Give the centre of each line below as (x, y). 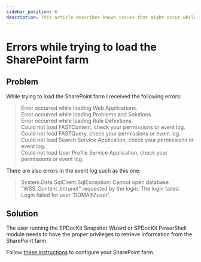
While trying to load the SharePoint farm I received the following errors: (94, 96)
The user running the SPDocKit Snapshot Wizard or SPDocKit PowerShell (96, 228)
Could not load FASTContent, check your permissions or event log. (103, 127)
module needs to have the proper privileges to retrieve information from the (99, 234)
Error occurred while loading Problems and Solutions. (87, 114)
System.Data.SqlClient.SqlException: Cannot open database (95, 182)
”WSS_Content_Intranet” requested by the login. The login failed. (100, 188)
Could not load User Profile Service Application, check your (94, 152)
